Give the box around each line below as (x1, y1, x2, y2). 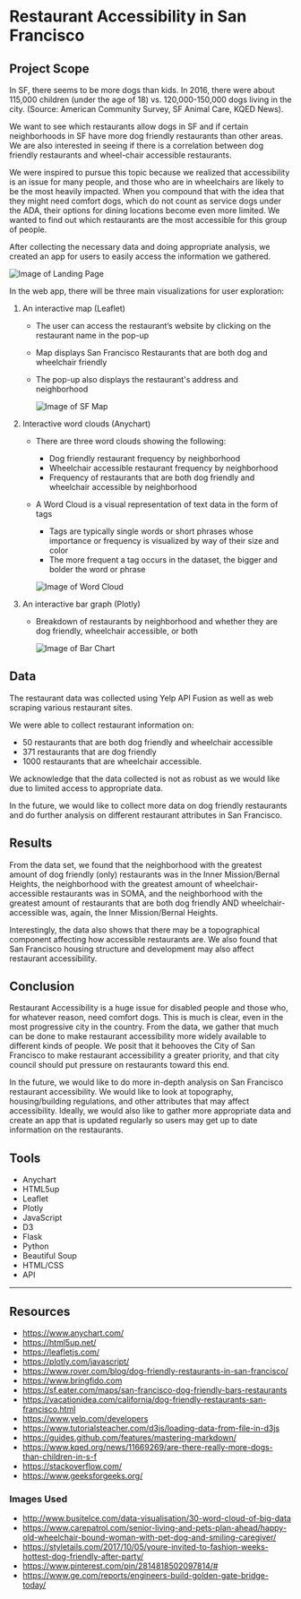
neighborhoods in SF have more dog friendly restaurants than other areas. (9, 131, 284, 141)
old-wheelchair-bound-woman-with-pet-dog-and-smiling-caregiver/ (21, 1532, 277, 1543)
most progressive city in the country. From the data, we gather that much (9, 1021, 279, 1032)
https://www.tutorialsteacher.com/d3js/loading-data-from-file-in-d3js (21, 1423, 280, 1434)
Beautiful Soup (21, 1251, 78, 1261)
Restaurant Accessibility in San (9, 6, 247, 27)
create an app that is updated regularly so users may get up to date (9, 1115, 258, 1126)
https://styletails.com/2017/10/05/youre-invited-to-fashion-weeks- (21, 1542, 269, 1552)
